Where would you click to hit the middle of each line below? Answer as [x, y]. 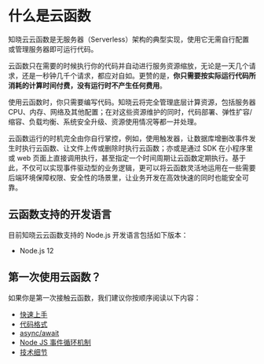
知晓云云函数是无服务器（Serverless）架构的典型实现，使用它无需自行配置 [129, 39]
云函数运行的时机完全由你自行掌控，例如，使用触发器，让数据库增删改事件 [128, 138]
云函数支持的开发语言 [60, 215]
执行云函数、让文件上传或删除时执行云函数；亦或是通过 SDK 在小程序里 [137, 148]
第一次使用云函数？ [55, 277]
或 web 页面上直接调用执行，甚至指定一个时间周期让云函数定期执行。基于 [127, 158]
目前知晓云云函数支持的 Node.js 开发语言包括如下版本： [98, 235]
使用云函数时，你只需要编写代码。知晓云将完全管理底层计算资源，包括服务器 [132, 102]
